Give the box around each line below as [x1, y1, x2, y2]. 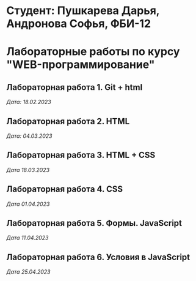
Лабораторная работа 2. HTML [6, 116, 130, 126]
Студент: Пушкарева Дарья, [6, 4, 160, 18]
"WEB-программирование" [6, 58, 155, 72]
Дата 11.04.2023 [6, 234, 49, 242]
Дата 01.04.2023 [6, 200, 50, 208]
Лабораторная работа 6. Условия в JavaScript [6, 252, 191, 262]
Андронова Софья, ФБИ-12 [6, 17, 151, 31]
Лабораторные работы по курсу [6, 45, 180, 59]
